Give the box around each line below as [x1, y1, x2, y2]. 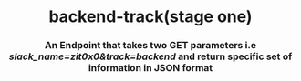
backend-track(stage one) [48, 6, 253, 27]
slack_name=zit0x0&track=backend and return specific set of [8, 50, 293, 63]
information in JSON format [88, 62, 213, 75]
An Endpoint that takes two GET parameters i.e [44, 39, 257, 52]
